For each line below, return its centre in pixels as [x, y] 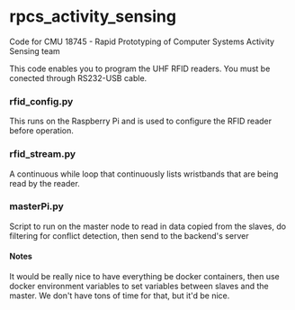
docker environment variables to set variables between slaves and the [139, 287]
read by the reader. [45, 183]
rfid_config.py [41, 101]
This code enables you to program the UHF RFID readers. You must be [140, 68]
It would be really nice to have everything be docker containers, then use [145, 277]
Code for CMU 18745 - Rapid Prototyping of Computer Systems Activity [142, 41]
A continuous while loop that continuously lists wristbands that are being [144, 174]
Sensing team [35, 50]
